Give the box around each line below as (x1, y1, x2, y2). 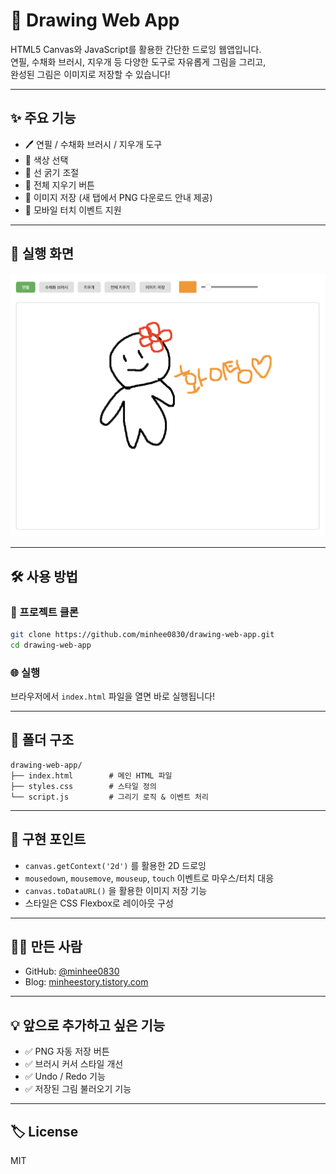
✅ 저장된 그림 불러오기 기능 (24, 1083, 132, 1095)
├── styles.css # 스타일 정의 (10, 781, 157, 791)
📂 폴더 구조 (10, 732, 75, 749)
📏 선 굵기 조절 (24, 166, 80, 178)
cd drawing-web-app (10, 640, 92, 650)
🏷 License (10, 1123, 79, 1140)
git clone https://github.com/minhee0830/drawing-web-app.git (10, 629, 275, 639)
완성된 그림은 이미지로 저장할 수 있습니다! (10, 68, 171, 80)
